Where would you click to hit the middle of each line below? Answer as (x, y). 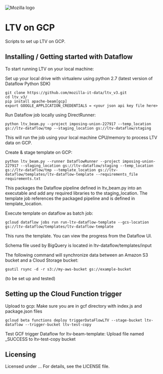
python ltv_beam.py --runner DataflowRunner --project (63, 161)
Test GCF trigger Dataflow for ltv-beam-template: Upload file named (75, 333)
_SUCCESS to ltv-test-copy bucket (40, 339)
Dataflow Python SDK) (28, 84)
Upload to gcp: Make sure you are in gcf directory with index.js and (74, 306)
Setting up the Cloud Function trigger (63, 294)
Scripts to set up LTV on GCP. (35, 41)
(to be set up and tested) (30, 278)
